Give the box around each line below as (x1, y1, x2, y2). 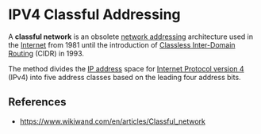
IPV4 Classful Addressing (8, 6, 181, 24)
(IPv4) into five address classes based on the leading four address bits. (8, 72, 241, 82)
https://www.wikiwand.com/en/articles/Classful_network (19, 117, 206, 126)
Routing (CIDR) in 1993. (8, 48, 85, 58)
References (8, 95, 67, 109)
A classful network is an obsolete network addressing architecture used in (8, 32, 254, 41)
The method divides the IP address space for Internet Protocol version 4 (8, 63, 244, 73)
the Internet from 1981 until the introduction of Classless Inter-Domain (8, 40, 236, 49)
